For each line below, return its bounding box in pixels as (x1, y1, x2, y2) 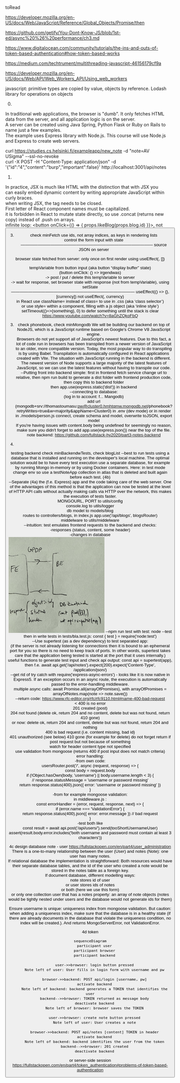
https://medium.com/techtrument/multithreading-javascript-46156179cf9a (5, 60, 162, 66)
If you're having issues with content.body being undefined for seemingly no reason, (16, 423, 172, 428)
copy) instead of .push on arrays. (5, 217, 75, 222)
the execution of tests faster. (63, 493, 117, 499)
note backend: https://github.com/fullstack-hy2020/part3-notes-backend (27, 432, 161, 438)
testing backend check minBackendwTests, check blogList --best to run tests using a (11, 450, 170, 456)
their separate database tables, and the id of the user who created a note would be (12, 863, 168, 869)
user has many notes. (70, 853, 111, 859)
